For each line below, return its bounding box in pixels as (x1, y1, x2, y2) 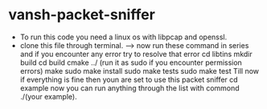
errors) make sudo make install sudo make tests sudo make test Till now (19, 66, 260, 75)
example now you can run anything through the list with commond (19, 83, 240, 93)
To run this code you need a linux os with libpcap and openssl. (19, 32, 228, 42)
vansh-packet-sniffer (8, 6, 155, 24)
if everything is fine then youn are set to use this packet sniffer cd (19, 75, 239, 84)
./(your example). (19, 91, 78, 101)
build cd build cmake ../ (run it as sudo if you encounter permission (19, 58, 243, 67)
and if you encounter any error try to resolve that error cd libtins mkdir (19, 49, 253, 59)
